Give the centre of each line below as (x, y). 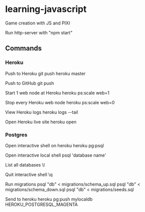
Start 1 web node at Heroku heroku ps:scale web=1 (57, 93)
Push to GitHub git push (30, 83)
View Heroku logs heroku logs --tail (42, 112)
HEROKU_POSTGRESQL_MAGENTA (42, 204)
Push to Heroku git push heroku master (45, 73)
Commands (24, 48)
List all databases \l (25, 165)
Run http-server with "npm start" (39, 32)
